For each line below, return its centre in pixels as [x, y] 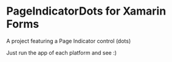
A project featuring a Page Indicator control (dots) [69, 41]
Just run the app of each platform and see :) [62, 52]
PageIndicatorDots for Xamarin [86, 11]
